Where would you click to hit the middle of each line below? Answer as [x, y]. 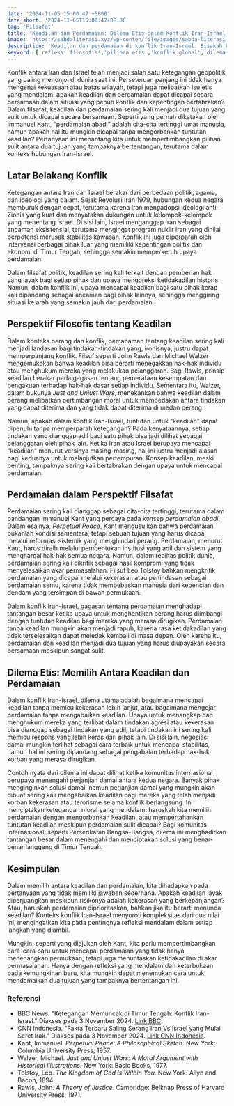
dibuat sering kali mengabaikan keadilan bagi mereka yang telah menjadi [111, 795]
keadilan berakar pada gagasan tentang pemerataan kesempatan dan [107, 377]
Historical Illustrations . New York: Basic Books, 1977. [93, 1066]
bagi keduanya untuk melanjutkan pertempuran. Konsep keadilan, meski [111, 458]
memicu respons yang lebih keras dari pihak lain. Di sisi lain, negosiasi [108, 737]
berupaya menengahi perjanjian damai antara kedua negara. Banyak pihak [114, 780]
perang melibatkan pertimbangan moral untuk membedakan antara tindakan [116, 400]
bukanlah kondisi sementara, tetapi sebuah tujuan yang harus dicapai [107, 533]
